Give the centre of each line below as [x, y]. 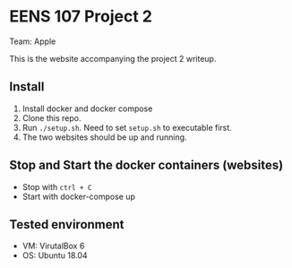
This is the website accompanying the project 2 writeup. [113, 58]
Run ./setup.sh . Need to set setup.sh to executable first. [127, 127]
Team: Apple [33, 41]
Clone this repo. [52, 117]
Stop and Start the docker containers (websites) [146, 165]
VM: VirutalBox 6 [53, 246]
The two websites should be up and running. [104, 137]
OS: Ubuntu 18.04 [55, 255]
